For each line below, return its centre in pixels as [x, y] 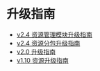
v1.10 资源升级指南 [42, 60]
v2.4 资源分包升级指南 [48, 43]
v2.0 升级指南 [36, 52]
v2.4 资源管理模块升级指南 [55, 34]
